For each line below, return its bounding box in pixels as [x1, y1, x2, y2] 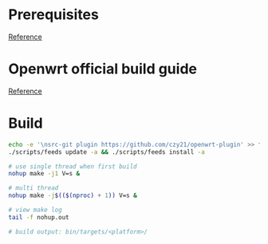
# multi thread [8, 184, 59, 192]
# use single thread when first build [8, 162, 137, 171]
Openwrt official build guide [8, 60, 198, 78]
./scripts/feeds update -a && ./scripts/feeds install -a [8, 148, 205, 156]
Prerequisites [8, 6, 100, 24]
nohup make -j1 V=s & [8, 170, 81, 178]
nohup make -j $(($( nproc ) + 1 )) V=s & [8, 191, 137, 200]
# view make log [8, 206, 62, 214]
